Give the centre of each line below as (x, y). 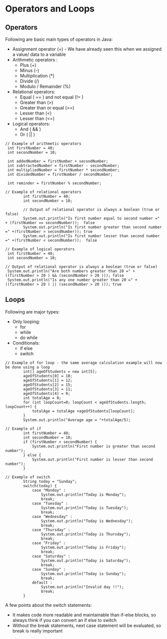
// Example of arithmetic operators (43, 144)
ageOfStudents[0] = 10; (48, 376)
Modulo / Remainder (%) (45, 86)
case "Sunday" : (49, 569)
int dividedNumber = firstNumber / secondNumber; (60, 174)
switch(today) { (40, 486)
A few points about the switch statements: (48, 605)
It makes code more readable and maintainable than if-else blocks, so (84, 615)
